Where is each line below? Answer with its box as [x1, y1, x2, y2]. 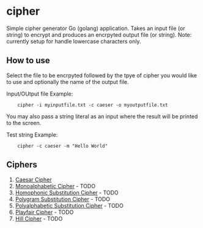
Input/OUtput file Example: [6, 90, 73, 97]
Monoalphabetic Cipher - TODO [15, 182, 96, 189]
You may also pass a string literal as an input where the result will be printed [6, 112, 198, 120]
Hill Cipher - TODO [15, 215, 63, 222]
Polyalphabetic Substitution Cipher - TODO [15, 202, 124, 209]
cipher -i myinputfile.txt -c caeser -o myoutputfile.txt [17, 102, 168, 108]
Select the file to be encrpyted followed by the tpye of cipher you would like [6, 72, 197, 79]
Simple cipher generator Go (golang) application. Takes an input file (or [6, 25, 185, 32]
